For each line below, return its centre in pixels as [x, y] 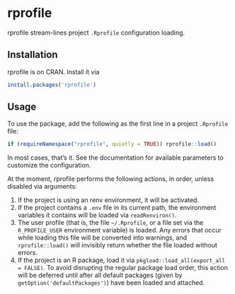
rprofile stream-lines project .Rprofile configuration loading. [96, 33]
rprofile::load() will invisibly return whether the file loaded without [117, 245]
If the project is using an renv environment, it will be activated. [108, 200]
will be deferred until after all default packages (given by [100, 275]
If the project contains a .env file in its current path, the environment [117, 208]
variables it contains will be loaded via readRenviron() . [97, 215]
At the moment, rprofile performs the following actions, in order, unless [111, 179]
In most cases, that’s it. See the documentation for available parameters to [116, 158]
